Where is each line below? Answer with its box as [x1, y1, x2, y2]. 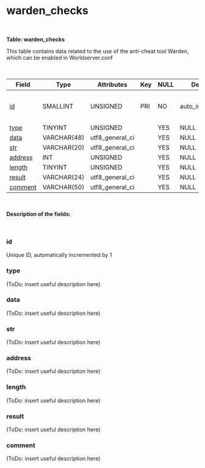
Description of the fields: [6, 210, 71, 217]
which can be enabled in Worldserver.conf [6, 54, 113, 61]
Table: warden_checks [6, 35, 65, 43]
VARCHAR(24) [42, 173, 85, 181]
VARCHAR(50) [42, 182, 85, 191]
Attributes [97, 80, 128, 88]
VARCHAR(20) [42, 143, 85, 151]
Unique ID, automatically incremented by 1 [6, 251, 112, 259]
